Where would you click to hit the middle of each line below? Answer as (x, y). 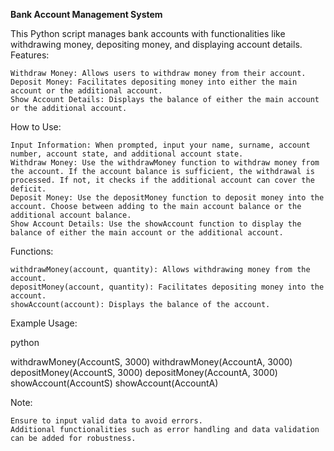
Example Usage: (44, 323)
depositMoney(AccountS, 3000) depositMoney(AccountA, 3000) (144, 372)
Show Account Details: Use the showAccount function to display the (156, 224)
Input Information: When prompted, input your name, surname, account (160, 145)
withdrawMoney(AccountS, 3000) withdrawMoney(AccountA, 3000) (151, 362)
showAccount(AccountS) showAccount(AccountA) (114, 383)
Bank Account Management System (86, 14)
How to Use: (36, 127)
